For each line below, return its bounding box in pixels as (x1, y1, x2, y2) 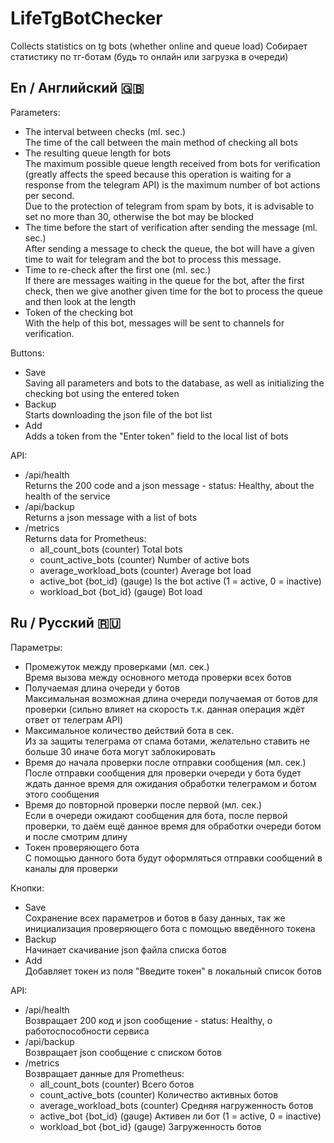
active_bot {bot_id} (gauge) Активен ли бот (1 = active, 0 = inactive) (39, 1110, 322, 1122)
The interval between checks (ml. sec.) (24, 125, 187, 137)
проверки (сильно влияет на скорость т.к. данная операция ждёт (24, 703, 305, 715)
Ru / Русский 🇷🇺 (10, 615, 122, 632)
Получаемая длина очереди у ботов (24, 682, 180, 694)
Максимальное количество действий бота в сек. (24, 724, 234, 736)
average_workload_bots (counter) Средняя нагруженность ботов (39, 1099, 314, 1111)
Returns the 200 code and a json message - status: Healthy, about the (24, 479, 315, 491)
